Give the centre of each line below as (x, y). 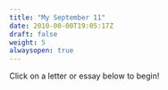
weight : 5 (28, 42)
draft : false (34, 34)
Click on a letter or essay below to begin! (84, 76)
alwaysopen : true (42, 51)
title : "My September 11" (57, 17)
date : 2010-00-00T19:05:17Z (62, 26)
